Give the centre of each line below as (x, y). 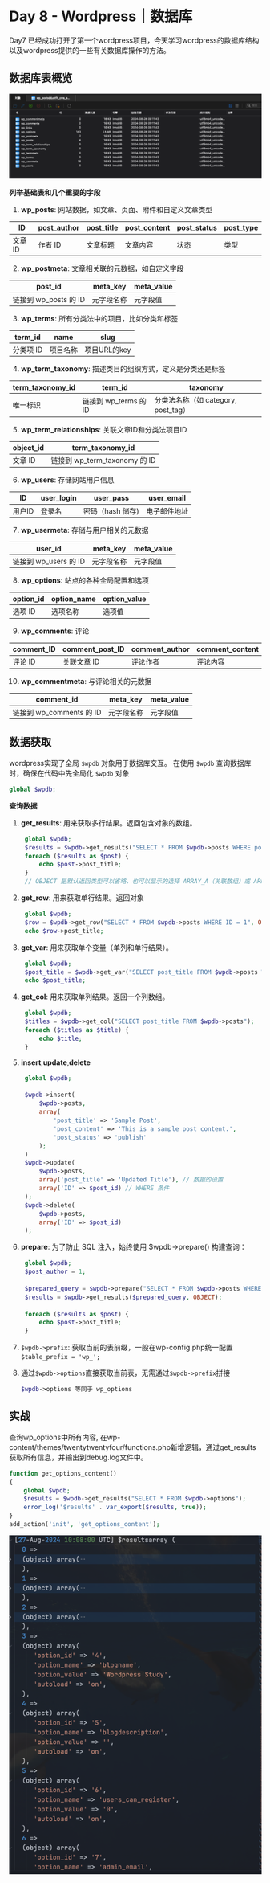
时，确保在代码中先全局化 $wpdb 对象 (69, 773)
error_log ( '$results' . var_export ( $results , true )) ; (115, 1508)
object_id (28, 448)
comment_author (161, 649)
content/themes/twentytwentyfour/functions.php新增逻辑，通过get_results (133, 1447)
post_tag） (172, 410)
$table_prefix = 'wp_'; (60, 1357)
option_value (124, 599)
